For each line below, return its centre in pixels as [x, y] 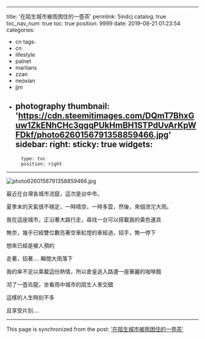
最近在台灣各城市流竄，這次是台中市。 [54, 194]
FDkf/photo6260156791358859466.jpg [92, 135]
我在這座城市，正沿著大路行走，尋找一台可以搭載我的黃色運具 [84, 219]
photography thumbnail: [62, 107]
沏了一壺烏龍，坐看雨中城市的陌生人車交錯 [60, 284]
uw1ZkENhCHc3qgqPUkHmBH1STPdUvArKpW [106, 126]
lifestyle [25, 55]
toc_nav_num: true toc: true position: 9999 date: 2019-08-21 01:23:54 [94, 23]
